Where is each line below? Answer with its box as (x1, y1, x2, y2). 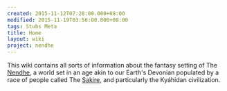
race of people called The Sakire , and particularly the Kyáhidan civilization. (7, 76, 221, 83)
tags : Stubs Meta (7, 23, 57, 30)
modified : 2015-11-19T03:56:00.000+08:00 (7, 17, 129, 23)
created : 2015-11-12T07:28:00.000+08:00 (7, 10, 126, 17)
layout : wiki (7, 36, 45, 43)
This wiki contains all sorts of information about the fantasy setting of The (7, 61, 218, 69)
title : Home (7, 29, 42, 37)
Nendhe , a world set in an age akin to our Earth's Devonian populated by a (7, 68, 219, 77)
